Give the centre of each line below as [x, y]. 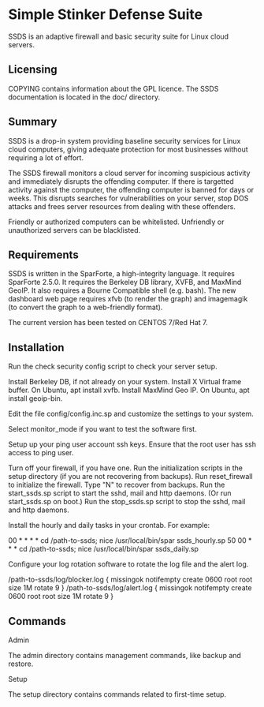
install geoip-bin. [35, 398]
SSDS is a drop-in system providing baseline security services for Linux [125, 140]
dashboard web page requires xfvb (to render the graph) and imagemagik [128, 299]
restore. [21, 664]
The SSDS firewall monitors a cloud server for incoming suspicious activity [129, 173]
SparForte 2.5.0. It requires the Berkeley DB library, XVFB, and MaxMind [125, 282]
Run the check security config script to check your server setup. [113, 367]
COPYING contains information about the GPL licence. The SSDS [113, 88]
